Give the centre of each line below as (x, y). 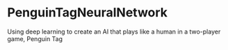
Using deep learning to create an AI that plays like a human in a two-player (114, 32)
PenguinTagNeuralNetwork (88, 13)
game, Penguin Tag (35, 38)
